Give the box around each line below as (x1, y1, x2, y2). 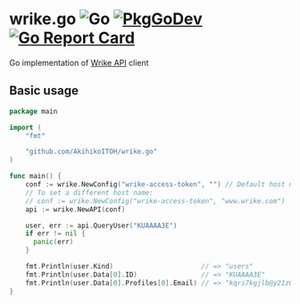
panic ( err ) (32, 237, 74, 247)
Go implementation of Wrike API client (9, 57, 149, 68)
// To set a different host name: (25, 188, 154, 197)
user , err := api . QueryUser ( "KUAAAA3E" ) (25, 221, 178, 230)
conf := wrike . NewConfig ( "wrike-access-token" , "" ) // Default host (25, 180, 286, 189)
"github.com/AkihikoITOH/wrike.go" (25, 147, 158, 156)
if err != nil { (25, 229, 87, 238)
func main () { (9, 172, 62, 181)
